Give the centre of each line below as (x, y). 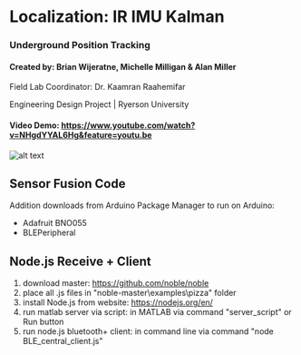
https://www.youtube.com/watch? (128, 125)
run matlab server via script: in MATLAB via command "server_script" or (157, 312)
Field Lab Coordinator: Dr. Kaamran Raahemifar (97, 87)
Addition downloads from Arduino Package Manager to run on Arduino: (142, 205)
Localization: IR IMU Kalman (117, 17)
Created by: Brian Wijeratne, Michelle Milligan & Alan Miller (123, 66)
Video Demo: (34, 125)
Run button (43, 322)
